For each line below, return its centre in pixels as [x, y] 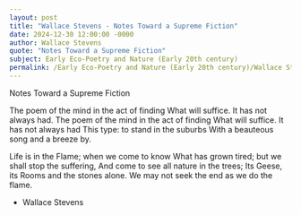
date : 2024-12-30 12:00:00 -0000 [72, 34]
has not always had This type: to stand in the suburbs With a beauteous [142, 129]
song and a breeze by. [50, 139]
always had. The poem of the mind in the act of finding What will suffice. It [146, 120]
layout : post [34, 17]
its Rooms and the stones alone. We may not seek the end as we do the [141, 175]
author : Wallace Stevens [56, 43]
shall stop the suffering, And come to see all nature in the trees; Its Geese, [146, 166]
